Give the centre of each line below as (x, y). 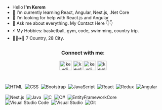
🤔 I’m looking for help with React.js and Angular (60, 18)
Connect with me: (83, 53)
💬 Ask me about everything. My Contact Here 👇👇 (62, 23)
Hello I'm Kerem (29, 7)
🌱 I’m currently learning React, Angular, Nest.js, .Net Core (71, 12)
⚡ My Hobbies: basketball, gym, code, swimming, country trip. (76, 31)
